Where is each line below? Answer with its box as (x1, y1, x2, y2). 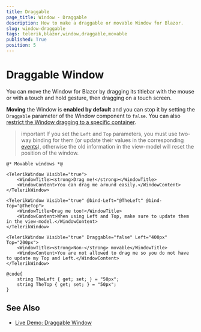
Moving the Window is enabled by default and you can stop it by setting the (6, 105, 196, 113)
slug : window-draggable (6, 25, 66, 32)
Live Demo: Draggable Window (14, 319, 92, 326)
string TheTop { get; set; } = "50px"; (17, 281, 117, 288)
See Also (6, 303, 40, 313)
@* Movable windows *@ (6, 161, 63, 167)
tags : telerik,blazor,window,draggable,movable (6, 31, 128, 37)
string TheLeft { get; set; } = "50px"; (17, 276, 119, 282)
